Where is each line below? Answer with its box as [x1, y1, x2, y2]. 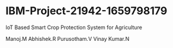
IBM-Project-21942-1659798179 [5, 4, 168, 18]
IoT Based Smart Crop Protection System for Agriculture [5, 24, 143, 31]
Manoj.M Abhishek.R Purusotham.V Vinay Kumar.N [5, 35, 130, 42]
